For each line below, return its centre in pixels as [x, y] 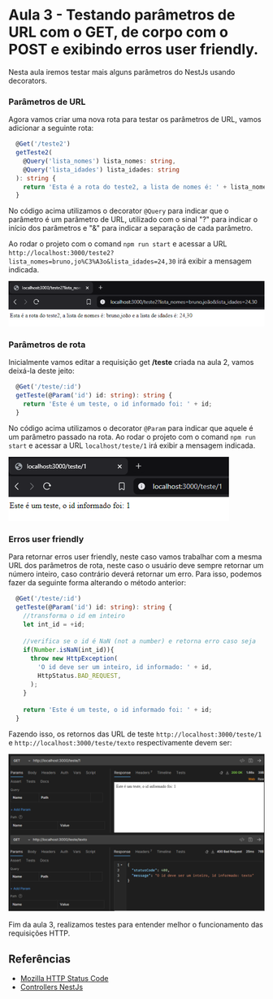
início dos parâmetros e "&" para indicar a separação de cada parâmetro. [131, 228]
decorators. [28, 80]
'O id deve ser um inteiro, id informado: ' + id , [125, 667]
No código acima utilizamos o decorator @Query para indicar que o [119, 211]
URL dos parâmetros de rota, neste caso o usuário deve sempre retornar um [136, 565]
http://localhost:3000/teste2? [61, 254]
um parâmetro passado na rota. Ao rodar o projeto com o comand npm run [132, 437]
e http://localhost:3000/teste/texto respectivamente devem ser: [120, 743]
